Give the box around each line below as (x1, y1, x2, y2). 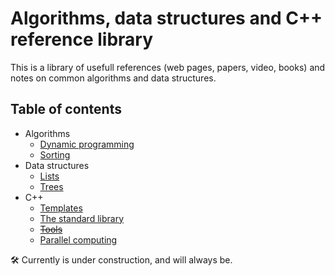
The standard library (39, 212, 125, 224)
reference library (10, 28, 154, 51)
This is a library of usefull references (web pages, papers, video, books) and (10, 61, 326, 73)
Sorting (39, 148, 71, 161)
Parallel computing (39, 233, 118, 246)
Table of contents (10, 101, 122, 118)
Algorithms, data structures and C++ (10, 7, 323, 30)
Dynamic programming (39, 138, 135, 150)
